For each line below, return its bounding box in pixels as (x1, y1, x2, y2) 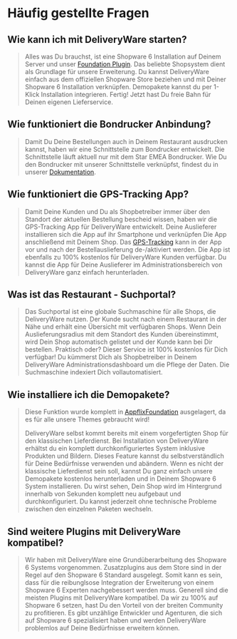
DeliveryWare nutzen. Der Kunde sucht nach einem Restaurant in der (24, 315, 227, 324)
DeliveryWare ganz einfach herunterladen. (24, 267, 149, 276)
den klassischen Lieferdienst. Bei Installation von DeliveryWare (24, 436, 209, 445)
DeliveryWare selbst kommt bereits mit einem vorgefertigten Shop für (24, 429, 229, 438)
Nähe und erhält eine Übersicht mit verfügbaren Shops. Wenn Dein (24, 322, 222, 331)
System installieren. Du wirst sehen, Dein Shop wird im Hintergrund (24, 482, 222, 491)
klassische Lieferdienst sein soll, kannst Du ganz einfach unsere (24, 467, 213, 476)
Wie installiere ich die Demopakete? (7, 389, 170, 401)
